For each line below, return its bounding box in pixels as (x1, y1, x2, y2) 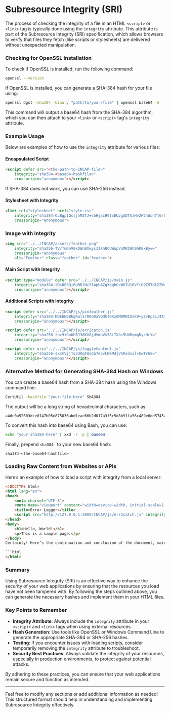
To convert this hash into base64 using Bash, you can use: (5, 422, 127, 428)
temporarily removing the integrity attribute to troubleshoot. (12, 645, 140, 651)
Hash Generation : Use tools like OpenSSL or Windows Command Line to (12, 629, 164, 635)
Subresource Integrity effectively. (5, 701, 75, 707)
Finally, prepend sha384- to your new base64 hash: (5, 441, 111, 447)
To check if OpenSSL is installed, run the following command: (5, 66, 134, 72)
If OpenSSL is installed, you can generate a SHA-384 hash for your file (5, 85, 153, 91)
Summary (5, 566, 30, 573)
